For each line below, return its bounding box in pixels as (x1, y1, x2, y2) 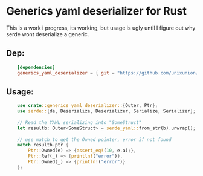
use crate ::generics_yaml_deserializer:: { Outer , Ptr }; (17, 103, 158, 109)
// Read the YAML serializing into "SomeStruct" (17, 119, 142, 125)
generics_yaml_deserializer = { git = (17, 70, 115, 76)
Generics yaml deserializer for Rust (6, 4, 187, 18)
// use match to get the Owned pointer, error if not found (17, 136, 172, 143)
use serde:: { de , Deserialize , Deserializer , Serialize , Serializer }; (17, 108, 196, 114)
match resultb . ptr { (17, 142, 69, 148)
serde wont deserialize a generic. (6, 30, 89, 37)
